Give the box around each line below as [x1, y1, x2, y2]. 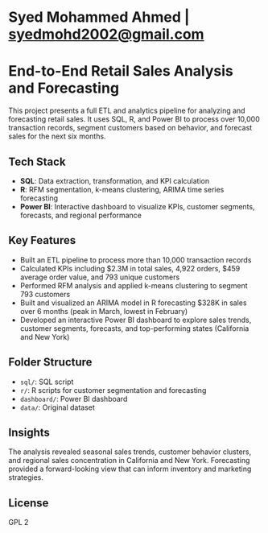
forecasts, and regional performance [19, 210, 142, 220]
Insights [8, 425, 51, 439]
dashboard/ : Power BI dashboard [19, 394, 128, 403]
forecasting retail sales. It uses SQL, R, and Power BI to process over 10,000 [8, 114, 260, 124]
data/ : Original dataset [19, 403, 95, 412]
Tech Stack [8, 155, 66, 168]
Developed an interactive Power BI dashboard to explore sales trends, [19, 315, 252, 324]
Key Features [8, 233, 76, 247]
